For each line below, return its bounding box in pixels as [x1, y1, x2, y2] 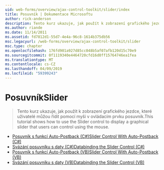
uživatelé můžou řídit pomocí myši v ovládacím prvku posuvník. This [17, 113, 154, 119]
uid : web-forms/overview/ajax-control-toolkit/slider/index [5, 7, 130, 12]
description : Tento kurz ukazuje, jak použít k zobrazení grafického [5, 21, 150, 26]
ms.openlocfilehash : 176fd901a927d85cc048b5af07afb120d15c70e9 [5, 48, 137, 53]
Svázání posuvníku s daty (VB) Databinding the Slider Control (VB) [12, 159, 145, 165]
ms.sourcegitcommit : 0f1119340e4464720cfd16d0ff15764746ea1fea [5, 52, 137, 58]
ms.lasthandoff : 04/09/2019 [5, 67, 62, 72]
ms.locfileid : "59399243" [5, 71, 58, 76]
